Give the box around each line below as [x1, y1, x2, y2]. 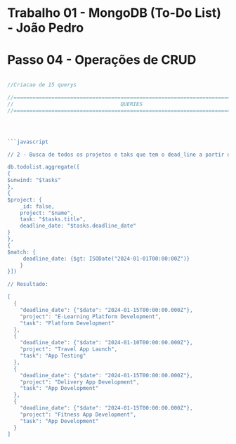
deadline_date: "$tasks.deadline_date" [20, 223, 137, 230]
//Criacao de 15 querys [7, 81, 77, 89]
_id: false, [20, 202, 55, 210]
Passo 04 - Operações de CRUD [7, 52, 197, 68]
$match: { [7, 248, 37, 256]
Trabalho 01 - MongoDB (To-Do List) [7, 5, 221, 21]
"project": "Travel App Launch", [20, 346, 118, 353]
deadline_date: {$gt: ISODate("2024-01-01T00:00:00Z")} [22, 255, 190, 262]
